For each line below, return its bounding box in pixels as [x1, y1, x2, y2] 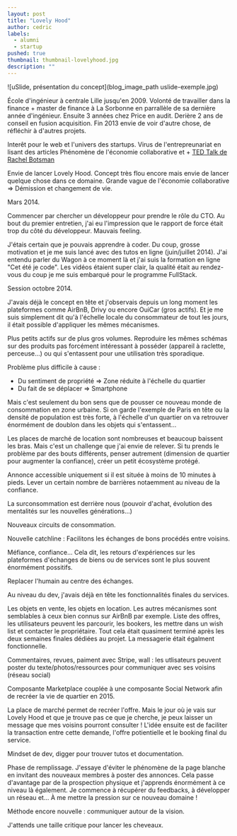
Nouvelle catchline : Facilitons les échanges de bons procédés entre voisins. [7, 534, 231, 543]
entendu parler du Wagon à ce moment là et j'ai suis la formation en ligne [7, 255, 221, 264]
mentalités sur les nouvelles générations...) [7, 507, 133, 515]
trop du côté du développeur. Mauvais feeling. [7, 226, 141, 235]
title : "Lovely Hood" [7, 17, 71, 24]
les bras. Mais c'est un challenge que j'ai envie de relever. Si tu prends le [7, 441, 219, 450]
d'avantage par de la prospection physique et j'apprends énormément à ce [7, 778, 226, 786]
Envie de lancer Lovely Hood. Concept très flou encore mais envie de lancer [7, 169, 229, 177]
